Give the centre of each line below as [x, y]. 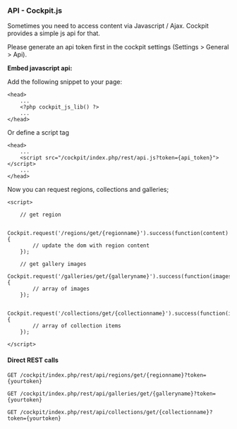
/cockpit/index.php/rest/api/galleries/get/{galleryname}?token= [118, 394]
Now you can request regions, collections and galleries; [88, 190]
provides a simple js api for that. [54, 33]
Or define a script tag [38, 133]
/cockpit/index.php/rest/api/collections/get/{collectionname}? [116, 412]
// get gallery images [53, 264]
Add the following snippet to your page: [65, 82]
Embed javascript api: [40, 68]
